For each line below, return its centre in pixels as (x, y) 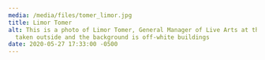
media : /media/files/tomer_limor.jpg (70, 15)
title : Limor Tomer (40, 23)
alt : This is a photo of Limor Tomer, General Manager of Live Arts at (128, 30)
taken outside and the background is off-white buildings (113, 37)
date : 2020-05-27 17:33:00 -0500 (63, 44)
